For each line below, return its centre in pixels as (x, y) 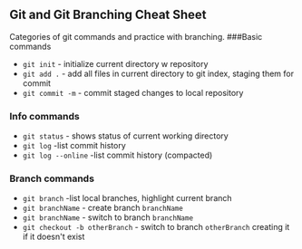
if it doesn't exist (54, 237)
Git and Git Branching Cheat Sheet (108, 15)
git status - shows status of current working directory (125, 136)
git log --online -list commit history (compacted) (117, 155)
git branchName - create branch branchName (102, 208)
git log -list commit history (74, 146)
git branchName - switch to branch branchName (107, 217)
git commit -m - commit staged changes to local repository (133, 92)
